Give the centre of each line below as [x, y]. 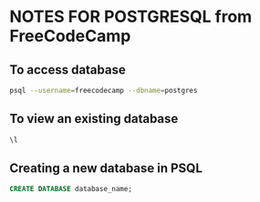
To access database [68, 70]
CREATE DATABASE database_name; [71, 189]
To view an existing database [94, 119]
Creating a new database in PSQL [106, 168]
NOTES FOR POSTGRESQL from [131, 17]
